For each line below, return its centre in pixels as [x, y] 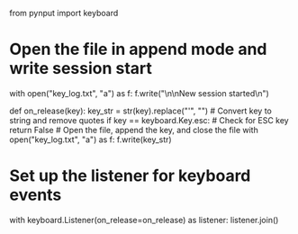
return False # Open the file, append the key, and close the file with [134, 130]
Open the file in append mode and [138, 49]
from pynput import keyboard [64, 13]
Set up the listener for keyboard [130, 176]
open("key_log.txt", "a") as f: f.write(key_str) [91, 139]
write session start [81, 69]
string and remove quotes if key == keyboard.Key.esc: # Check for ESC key [149, 120]
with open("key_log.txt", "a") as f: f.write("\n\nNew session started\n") [140, 93]
